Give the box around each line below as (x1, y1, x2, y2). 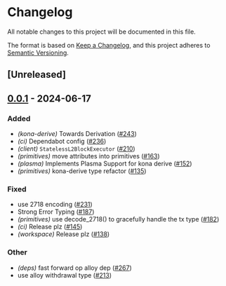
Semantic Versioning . (7, 48, 69, 57)
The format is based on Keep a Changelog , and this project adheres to (7, 41, 211, 49)
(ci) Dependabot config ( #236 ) (17, 137, 107, 146)
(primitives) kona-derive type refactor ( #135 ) (17, 167, 147, 175)
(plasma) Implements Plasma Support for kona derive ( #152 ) (17, 159, 192, 168)
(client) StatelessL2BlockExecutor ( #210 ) (17, 144, 135, 153)
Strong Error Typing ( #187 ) (17, 207, 95, 216)
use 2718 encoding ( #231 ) (17, 200, 93, 209)
